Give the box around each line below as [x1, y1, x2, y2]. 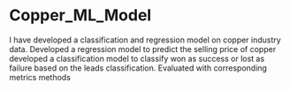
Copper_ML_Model [9, 5, 152, 26]
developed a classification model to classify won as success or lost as [9, 53, 265, 64]
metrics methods [9, 71, 71, 82]
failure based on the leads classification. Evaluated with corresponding [9, 63, 268, 73]
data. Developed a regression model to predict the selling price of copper [9, 43, 277, 54]
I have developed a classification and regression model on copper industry [9, 34, 281, 45]
